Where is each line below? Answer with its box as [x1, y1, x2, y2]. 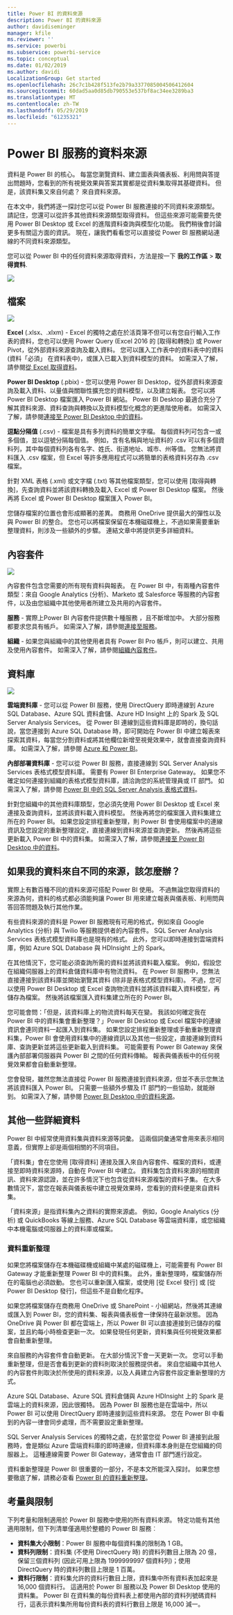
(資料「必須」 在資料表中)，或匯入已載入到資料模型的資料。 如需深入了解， [7, 354, 222, 363]
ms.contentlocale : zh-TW [7, 101, 79, 108]
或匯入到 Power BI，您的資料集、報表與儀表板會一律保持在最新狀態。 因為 [7, 1310, 218, 1318]
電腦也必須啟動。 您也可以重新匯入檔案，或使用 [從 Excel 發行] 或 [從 [19, 1278, 216, 1286]
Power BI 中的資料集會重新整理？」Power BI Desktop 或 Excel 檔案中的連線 [7, 1016, 221, 1025]
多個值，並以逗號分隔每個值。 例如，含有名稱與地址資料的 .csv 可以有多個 [7, 436, 219, 445]
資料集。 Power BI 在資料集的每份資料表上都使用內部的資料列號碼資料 [17, 1591, 217, 1599]
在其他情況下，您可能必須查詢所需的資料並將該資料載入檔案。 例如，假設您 [7, 958, 222, 967]
